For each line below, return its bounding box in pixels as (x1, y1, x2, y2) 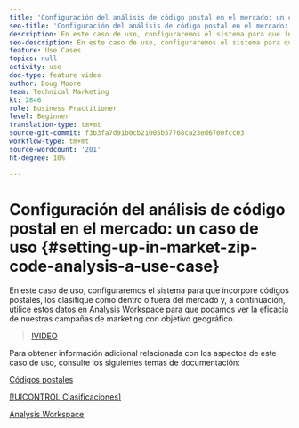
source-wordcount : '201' (9, 145, 101, 154)
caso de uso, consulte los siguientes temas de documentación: (9, 357, 240, 369)
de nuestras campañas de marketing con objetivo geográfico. (9, 313, 236, 324)
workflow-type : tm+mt (9, 137, 90, 146)
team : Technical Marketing (9, 87, 109, 96)
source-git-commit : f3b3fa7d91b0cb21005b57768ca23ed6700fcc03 (9, 129, 245, 138)
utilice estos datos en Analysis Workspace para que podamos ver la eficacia (9, 304, 289, 315)
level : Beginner (9, 112, 69, 121)
